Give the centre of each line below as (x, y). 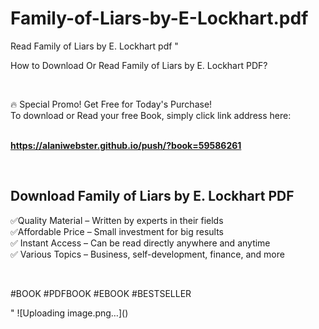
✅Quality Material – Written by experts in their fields (117, 220)
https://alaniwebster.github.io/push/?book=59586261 (126, 145)
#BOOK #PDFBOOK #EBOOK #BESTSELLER (101, 293)
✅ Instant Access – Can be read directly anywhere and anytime (140, 243)
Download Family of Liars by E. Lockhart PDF (152, 196)
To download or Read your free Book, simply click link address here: (151, 115)
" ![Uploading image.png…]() (69, 313)
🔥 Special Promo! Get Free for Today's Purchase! (111, 104)
